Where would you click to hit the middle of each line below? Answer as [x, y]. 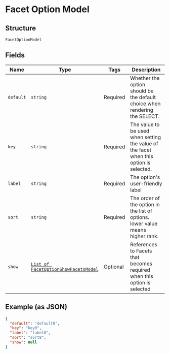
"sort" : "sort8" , [28, 338]
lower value [144, 223]
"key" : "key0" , [26, 328]
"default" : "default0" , [35, 324]
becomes [141, 264]
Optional [114, 267]
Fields [15, 55]
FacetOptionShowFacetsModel [65, 269]
